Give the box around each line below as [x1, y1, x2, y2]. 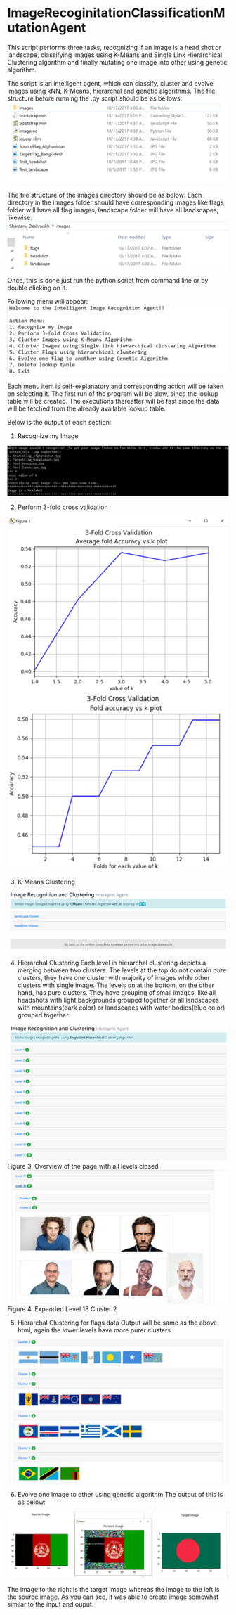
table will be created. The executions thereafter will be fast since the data [7, 397, 220, 406]
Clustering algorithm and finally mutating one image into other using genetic [7, 58, 228, 66]
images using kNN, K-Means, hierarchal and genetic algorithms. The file [7, 86, 216, 95]
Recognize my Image [17, 432, 79, 440]
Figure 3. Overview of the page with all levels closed [7, 1162, 159, 1170]
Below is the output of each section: [7, 418, 112, 427]
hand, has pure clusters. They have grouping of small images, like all [17, 988, 216, 996]
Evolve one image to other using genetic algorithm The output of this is [17, 1491, 223, 1499]
